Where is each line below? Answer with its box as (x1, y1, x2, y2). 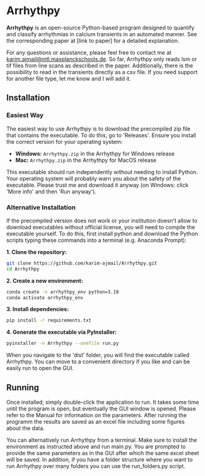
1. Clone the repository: (6, 248, 67, 255)
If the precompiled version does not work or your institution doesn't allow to (6, 217, 198, 224)
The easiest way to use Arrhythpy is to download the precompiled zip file (6, 125, 191, 132)
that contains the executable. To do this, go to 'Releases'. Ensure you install (6, 131, 196, 138)
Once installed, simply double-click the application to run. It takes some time (6, 398, 199, 406)
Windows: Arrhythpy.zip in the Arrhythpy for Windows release (15, 149, 175, 157)
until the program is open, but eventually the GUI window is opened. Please (6, 405, 196, 412)
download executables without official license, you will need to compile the (6, 223, 195, 230)
